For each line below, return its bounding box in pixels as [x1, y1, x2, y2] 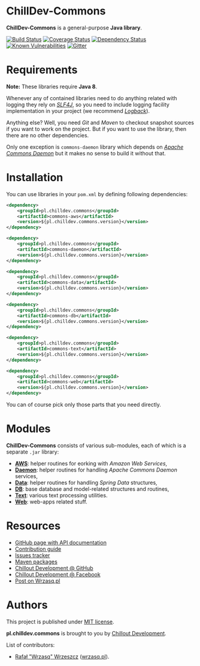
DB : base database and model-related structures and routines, [14, 485, 169, 493]
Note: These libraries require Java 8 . [6, 83, 98, 90]
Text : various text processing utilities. [14, 492, 108, 499]
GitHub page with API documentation [14, 539, 107, 546]
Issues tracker [14, 551, 50, 559]
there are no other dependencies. [6, 131, 89, 139]
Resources [6, 519, 61, 533]
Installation [6, 171, 63, 184]
